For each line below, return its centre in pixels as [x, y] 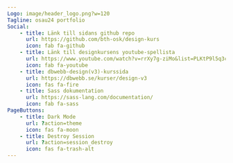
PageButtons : [26, 110]
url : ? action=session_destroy [69, 143]
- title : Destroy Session [57, 136]
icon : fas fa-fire [52, 85]
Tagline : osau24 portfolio [46, 20]
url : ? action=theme [53, 123]
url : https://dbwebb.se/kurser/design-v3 [86, 78]
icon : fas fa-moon [52, 130]
